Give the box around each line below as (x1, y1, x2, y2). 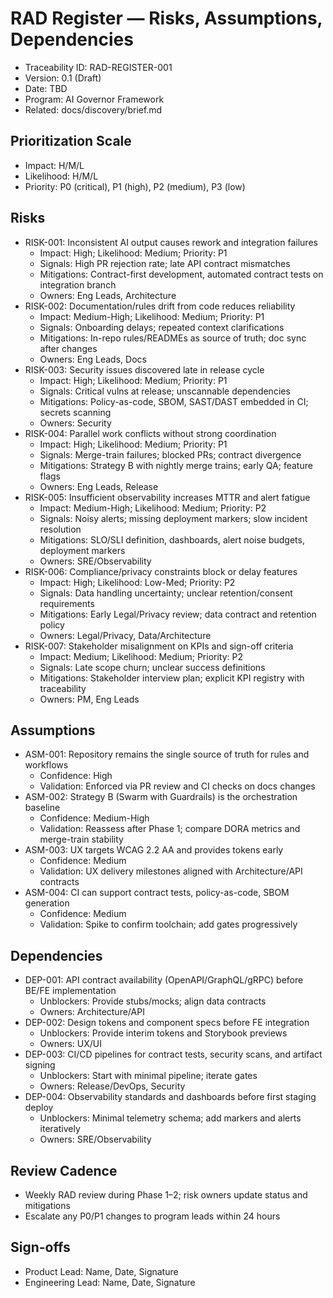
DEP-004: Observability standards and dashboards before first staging (24, 1091, 317, 1103)
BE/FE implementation (24, 985, 117, 997)
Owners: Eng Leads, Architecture (39, 289, 177, 301)
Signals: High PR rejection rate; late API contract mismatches (39, 257, 291, 269)
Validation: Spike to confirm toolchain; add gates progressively (39, 918, 298, 931)
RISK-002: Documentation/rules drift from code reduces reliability (24, 300, 296, 312)
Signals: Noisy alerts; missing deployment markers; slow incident (39, 512, 308, 524)
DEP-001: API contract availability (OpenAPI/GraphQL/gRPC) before (24, 974, 304, 986)
